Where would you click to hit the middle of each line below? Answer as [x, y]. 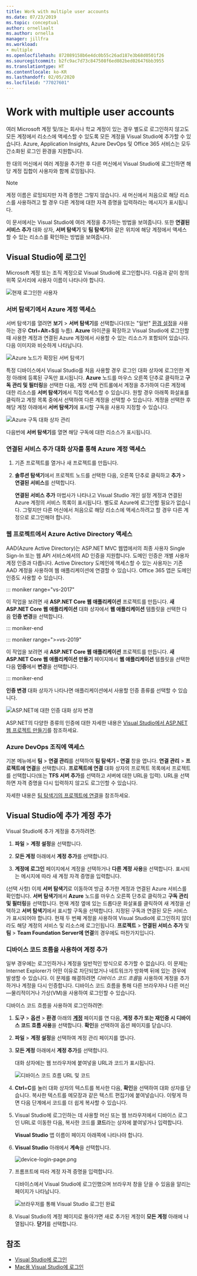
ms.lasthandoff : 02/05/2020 [41, 77]
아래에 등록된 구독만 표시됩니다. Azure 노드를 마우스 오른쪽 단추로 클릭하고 [98, 378]
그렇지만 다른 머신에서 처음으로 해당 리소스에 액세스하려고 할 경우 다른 [103, 510]
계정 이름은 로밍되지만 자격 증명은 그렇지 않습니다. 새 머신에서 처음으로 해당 [92, 194]
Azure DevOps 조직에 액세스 [45, 747]
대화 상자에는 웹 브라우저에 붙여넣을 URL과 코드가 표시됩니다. [85, 1063]
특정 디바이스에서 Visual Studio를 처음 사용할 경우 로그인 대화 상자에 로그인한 [95, 370]
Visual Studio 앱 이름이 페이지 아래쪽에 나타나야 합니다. [79, 1135]
